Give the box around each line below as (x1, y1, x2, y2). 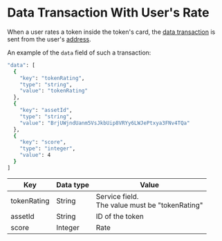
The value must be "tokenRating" (95, 200, 203, 210)
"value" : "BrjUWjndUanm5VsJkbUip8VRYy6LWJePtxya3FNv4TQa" (19, 119, 190, 126)
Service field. (95, 191, 139, 201)
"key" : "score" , (19, 139, 67, 146)
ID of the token (95, 211, 144, 221)
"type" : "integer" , (19, 145, 76, 153)
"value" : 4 (19, 152, 51, 159)
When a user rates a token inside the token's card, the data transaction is (7, 28, 216, 36)
